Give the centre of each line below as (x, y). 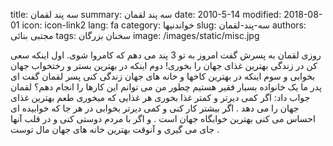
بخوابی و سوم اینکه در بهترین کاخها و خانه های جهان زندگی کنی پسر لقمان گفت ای (163, 76)
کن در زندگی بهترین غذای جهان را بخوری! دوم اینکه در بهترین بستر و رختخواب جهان (164, 65)
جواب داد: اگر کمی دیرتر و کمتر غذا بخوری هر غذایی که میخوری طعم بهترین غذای (160, 97)
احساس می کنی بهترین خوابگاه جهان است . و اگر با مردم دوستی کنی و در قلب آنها (163, 118)
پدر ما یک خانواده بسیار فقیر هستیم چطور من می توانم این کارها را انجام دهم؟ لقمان (166, 87)
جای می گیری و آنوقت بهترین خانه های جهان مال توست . (115, 129)
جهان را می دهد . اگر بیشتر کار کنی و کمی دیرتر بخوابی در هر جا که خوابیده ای (155, 108)
